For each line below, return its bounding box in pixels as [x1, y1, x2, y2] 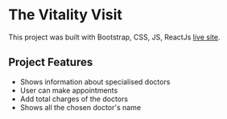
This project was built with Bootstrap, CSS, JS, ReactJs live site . [8, 32, 221, 42]
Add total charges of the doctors [19, 94, 129, 104]
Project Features [8, 55, 93, 69]
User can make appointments [19, 85, 118, 95]
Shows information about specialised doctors [19, 76, 171, 86]
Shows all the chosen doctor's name [19, 102, 142, 112]
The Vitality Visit [8, 6, 123, 24]
